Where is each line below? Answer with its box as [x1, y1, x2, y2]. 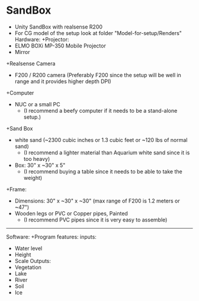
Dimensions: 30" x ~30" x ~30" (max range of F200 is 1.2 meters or [14, 197, 181, 204]
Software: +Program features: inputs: [6, 233, 97, 240]
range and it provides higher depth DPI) [14, 78, 111, 85]
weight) [23, 174, 43, 181]
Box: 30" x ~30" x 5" [14, 161, 66, 169]
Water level [14, 245, 43, 252]
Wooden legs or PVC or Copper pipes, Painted [14, 210, 129, 217]
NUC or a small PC [14, 100, 60, 107]
